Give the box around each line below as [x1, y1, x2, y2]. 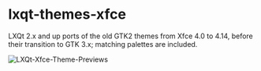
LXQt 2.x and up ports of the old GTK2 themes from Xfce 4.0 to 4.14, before [8, 31, 254, 41]
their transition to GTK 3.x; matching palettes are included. [8, 39, 198, 48]
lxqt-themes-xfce [8, 5, 126, 23]
